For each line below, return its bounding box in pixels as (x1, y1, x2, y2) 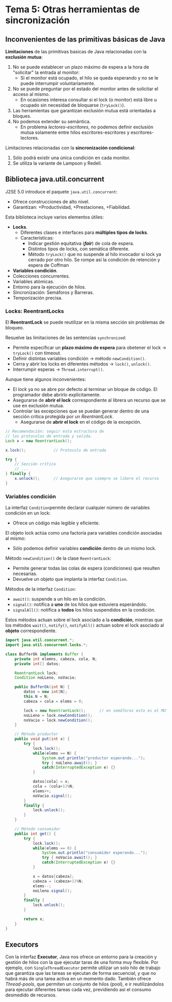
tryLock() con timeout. (12, 350, 61, 356)
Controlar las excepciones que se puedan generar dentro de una (12, 408, 149, 414)
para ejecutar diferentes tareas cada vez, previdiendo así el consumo (5, 987, 152, 993)
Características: (20, 234, 54, 241)
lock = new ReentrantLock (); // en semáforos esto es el (24, 708, 159, 713)
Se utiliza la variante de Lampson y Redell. (12, 160, 102, 166)
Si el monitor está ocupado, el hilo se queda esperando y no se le (20, 75, 159, 81)
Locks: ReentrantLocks (5, 307, 64, 315)
